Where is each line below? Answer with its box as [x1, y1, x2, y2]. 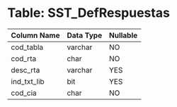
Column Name [11, 30, 60, 40]
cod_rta [11, 53, 37, 63]
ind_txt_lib [11, 76, 45, 86]
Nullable [108, 30, 138, 40]
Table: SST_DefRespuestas [7, 5, 170, 21]
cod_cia [11, 88, 37, 98]
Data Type [67, 30, 103, 40]
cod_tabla [11, 42, 44, 52]
